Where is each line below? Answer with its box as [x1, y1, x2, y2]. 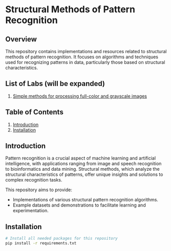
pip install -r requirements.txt [5, 241, 77, 246]
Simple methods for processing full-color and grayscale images [12, 93, 147, 99]
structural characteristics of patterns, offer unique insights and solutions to [5, 171, 163, 177]
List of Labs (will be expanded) [5, 79, 105, 88]
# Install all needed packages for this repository [5, 236, 118, 241]
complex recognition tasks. [5, 177, 62, 183]
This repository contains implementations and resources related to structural [5, 49, 167, 54]
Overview [5, 35, 37, 43]
